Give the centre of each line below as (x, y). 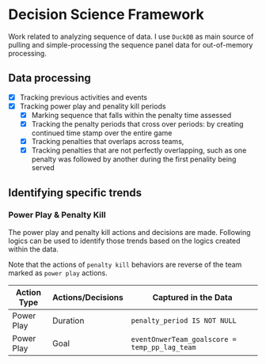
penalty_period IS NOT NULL (184, 320)
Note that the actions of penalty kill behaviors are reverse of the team (125, 264)
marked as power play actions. (58, 273)
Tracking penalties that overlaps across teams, (108, 141)
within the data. (34, 249)
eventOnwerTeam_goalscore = (184, 339)
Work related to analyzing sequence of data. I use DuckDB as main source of (131, 36)
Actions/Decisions (88, 297)
